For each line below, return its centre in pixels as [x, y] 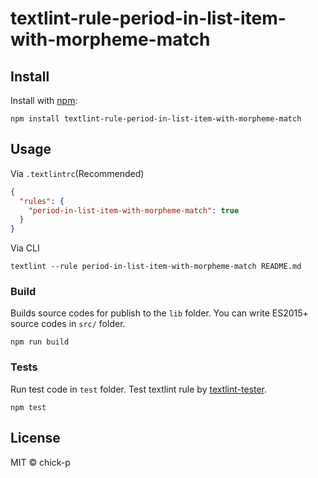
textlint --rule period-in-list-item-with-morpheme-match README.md [156, 267]
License [35, 438]
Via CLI [25, 248]
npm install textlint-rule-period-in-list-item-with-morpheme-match [156, 119]
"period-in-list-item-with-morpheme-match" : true [134, 210]
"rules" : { [42, 201]
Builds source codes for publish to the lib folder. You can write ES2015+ [159, 313]
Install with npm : [44, 100]
